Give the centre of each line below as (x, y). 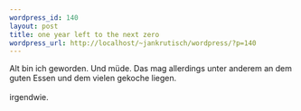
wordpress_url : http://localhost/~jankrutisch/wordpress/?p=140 (133, 43)
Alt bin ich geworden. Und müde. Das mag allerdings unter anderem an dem (150, 69)
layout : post (34, 26)
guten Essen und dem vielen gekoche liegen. (93, 79)
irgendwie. (29, 97)
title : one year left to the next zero (85, 34)
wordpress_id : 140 (44, 18)
